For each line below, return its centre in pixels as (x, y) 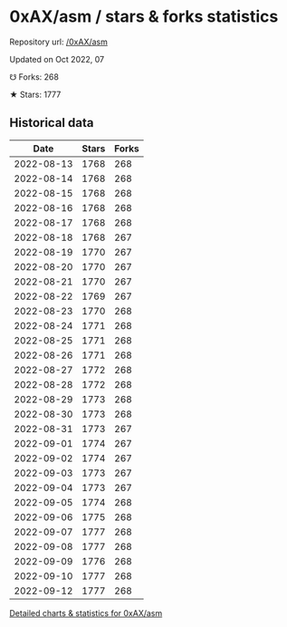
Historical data (52, 123)
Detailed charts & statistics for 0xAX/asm (86, 613)
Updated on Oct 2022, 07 (57, 59)
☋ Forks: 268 (34, 77)
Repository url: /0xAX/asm (59, 42)
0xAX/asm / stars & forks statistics (144, 17)
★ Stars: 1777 (35, 94)
